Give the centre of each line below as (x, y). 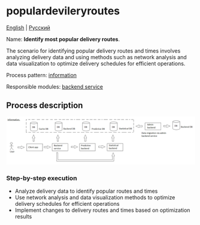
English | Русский (28, 28)
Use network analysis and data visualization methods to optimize (95, 197)
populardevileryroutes (63, 11)
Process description (45, 106)
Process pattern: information (41, 75)
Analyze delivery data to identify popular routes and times (86, 191)
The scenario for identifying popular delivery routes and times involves (93, 51)
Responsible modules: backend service (55, 86)
